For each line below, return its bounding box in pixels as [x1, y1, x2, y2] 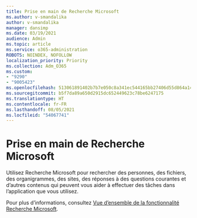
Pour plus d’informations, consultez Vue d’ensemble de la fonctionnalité [6, 199, 180, 206]
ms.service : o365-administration [6, 47, 88, 53]
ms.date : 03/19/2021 [6, 30, 57, 36]
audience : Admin [6, 36, 46, 42]
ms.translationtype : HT [6, 96, 64, 101]
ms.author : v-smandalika [6, 14, 67, 20]
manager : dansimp [6, 25, 49, 31]
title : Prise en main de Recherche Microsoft [6, 8, 119, 15]
